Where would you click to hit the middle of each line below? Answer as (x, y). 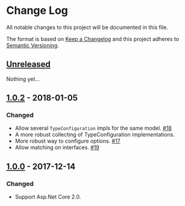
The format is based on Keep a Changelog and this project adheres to (93, 39)
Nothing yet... (23, 79)
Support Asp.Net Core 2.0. (48, 197)
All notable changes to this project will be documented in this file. (87, 27)
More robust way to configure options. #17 (67, 141)
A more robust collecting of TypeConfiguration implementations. (95, 135)
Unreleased (29, 64)
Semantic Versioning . (33, 45)
